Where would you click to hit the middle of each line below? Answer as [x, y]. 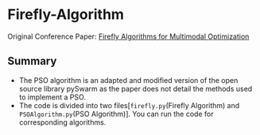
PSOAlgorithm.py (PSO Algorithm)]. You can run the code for [116, 114]
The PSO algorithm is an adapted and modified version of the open [128, 80]
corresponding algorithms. [62, 122]
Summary [32, 61]
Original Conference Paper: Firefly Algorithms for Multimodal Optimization [128, 36]
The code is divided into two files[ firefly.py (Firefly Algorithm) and [129, 105]
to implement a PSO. [52, 97]
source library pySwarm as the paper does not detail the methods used [136, 88]
